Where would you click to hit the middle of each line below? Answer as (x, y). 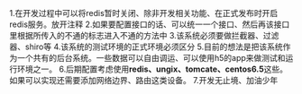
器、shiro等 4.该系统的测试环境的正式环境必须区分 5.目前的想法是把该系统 (146, 47)
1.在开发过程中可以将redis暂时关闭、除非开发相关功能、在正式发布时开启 (144, 13)
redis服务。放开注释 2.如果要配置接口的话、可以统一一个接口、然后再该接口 (150, 24)
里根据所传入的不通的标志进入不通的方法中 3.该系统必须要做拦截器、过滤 (144, 35)
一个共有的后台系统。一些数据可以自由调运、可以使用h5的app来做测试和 (151, 58)
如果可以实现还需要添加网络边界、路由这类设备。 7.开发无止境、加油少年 (144, 80)
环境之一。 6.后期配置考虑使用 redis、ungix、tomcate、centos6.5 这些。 (152, 69)
